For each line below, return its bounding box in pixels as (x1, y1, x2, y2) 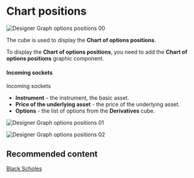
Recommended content (6, 149, 98, 159)
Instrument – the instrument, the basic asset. (15, 94, 130, 102)
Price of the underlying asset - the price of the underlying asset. (15, 101, 181, 108)
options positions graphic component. (6, 54, 104, 62)
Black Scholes (6, 165, 42, 172)
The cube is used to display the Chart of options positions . (6, 36, 156, 43)
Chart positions (6, 4, 87, 18)
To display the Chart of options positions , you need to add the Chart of (6, 48, 188, 56)
